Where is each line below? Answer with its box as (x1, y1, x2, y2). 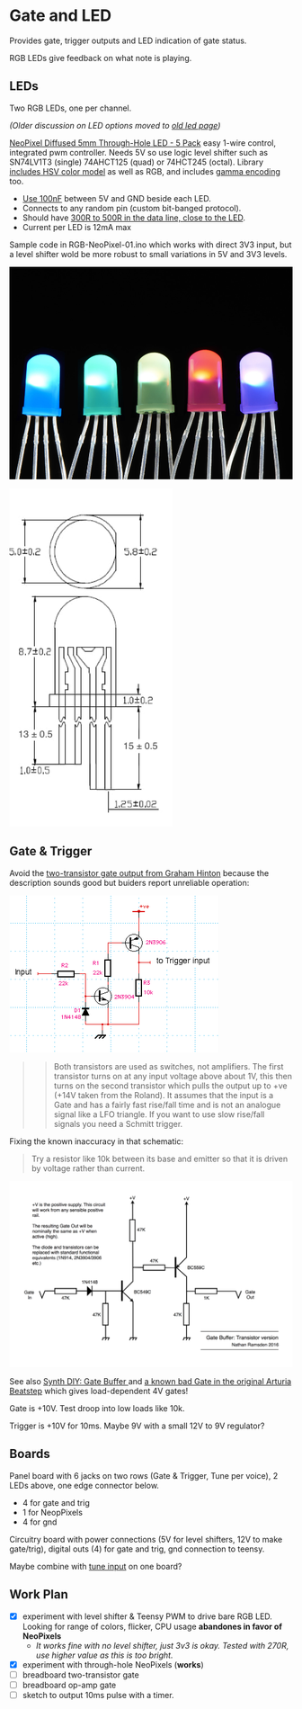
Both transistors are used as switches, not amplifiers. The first (53, 1060, 284, 1071)
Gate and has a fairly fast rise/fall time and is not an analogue (53, 1099, 281, 1110)
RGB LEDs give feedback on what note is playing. (9, 52, 192, 63)
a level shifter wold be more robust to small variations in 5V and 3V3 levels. (9, 248, 288, 259)
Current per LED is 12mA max (22, 221, 132, 232)
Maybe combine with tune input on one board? (9, 1561, 182, 1571)
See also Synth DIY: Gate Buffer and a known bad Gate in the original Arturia (9, 1376, 292, 1387)
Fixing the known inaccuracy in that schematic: (9, 1135, 184, 1147)
